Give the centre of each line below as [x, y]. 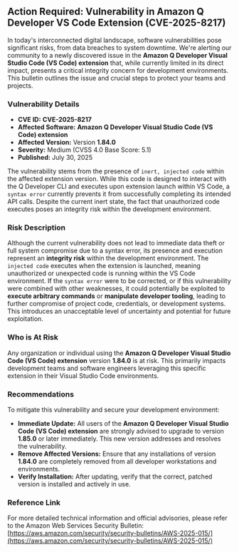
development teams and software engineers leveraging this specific [107, 368]
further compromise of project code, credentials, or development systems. [117, 304]
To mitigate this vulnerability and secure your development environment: [113, 410]
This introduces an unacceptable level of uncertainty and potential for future [119, 311]
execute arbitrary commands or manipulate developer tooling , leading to [117, 296]
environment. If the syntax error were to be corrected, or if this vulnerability [119, 281]
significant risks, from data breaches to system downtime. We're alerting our [119, 47]
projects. [20, 86]
